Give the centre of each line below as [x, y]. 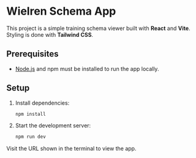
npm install [30, 114]
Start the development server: [53, 126]
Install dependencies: [42, 103]
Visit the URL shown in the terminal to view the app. [71, 149]
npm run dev [30, 137]
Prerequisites [32, 54]
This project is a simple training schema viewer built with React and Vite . [99, 28]
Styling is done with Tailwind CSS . [50, 34]
